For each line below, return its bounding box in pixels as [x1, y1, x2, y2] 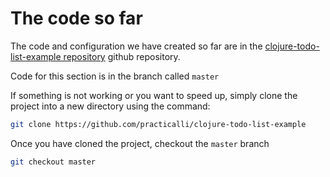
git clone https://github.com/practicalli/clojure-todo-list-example [10, 119, 307, 129]
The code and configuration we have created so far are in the [10, 40, 263, 52]
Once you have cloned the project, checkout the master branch [10, 137, 270, 149]
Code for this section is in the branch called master [10, 70, 220, 82]
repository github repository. [63, 50, 181, 62]
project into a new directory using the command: [10, 100, 211, 112]
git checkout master [10, 157, 97, 167]
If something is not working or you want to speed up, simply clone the [10, 89, 298, 101]
